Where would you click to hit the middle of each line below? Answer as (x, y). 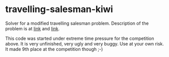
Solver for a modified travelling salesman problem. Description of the (77, 23)
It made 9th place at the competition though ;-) (54, 49)
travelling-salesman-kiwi (59, 9)
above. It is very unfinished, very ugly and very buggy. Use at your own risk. (85, 43)
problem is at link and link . (32, 28)
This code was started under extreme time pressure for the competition (80, 38)
